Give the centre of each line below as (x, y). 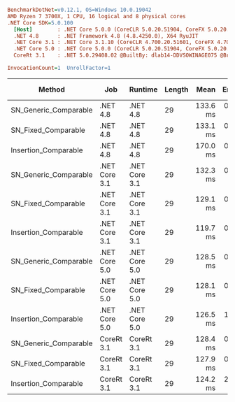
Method (51, 89)
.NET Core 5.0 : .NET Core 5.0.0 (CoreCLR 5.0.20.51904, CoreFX (109, 49)
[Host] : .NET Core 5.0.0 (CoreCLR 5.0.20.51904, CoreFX (109, 29)
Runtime (143, 89)
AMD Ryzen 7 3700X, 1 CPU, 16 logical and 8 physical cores (97, 16)
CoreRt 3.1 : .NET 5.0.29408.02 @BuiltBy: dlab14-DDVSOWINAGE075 (115, 56)
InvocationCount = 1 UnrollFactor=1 (59, 68)
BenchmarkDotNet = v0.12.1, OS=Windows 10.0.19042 (79, 10)
